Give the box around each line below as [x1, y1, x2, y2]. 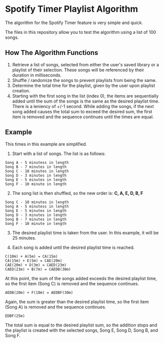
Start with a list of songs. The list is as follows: [12, 151, 106, 157]
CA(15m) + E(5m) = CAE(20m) [5, 258, 63, 263]
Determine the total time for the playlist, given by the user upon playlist [12, 82, 155, 88]
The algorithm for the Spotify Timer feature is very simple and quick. [5, 20, 143, 26]
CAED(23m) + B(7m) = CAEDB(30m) [5, 266, 71, 272]
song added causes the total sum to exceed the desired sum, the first [12, 108, 153, 114]
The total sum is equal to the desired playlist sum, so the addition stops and [5, 322, 158, 328]
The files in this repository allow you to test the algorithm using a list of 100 [5, 29, 157, 35]
